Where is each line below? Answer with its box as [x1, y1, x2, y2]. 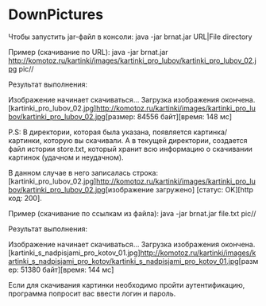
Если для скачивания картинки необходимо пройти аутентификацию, [8, 280, 245, 289]
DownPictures [8, 6, 104, 24]
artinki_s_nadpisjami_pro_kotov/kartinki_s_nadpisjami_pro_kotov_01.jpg [8, 256, 240, 265]
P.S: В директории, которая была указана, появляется [8, 127, 192, 137]
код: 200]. [8, 193, 42, 203]
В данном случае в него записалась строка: [8, 168, 159, 177]
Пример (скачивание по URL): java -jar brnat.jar [8, 47, 168, 56]
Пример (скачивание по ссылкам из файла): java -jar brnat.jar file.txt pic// [8, 208, 256, 218]
